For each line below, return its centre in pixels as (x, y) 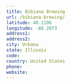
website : (17, 72)
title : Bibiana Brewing (36, 12)
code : (13, 56)
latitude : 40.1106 (29, 22)
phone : (14, 67)
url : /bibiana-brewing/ (36, 17)
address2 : (18, 39)
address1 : (18, 34)
